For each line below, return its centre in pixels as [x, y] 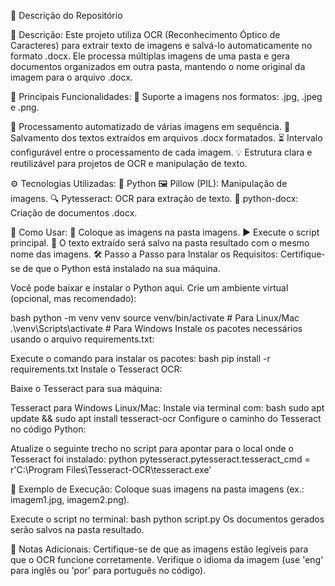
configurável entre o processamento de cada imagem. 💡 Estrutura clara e [161, 152]
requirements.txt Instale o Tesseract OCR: [96, 369]
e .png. [25, 107]
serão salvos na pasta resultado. [77, 529]
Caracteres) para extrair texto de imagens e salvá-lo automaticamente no [161, 45]
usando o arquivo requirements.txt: [82, 339]
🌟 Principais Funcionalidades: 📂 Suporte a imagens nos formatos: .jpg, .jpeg [166, 96]
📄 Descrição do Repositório [66, 15]
